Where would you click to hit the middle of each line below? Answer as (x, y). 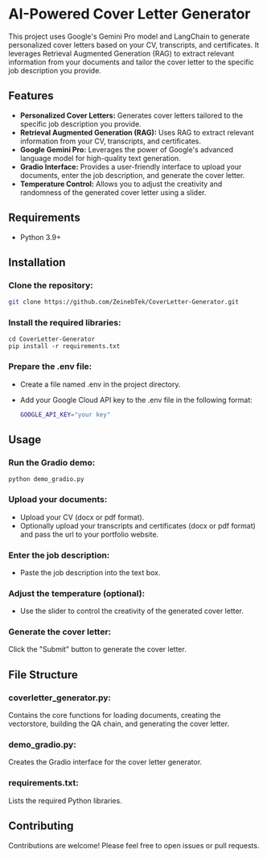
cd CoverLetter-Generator (51, 339)
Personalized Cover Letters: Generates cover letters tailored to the (131, 115)
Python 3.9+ (41, 237)
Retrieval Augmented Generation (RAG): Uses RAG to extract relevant (137, 132)
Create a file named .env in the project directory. (100, 384)
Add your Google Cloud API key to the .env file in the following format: (136, 400)
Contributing (41, 826)
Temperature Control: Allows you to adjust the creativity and (121, 184)
